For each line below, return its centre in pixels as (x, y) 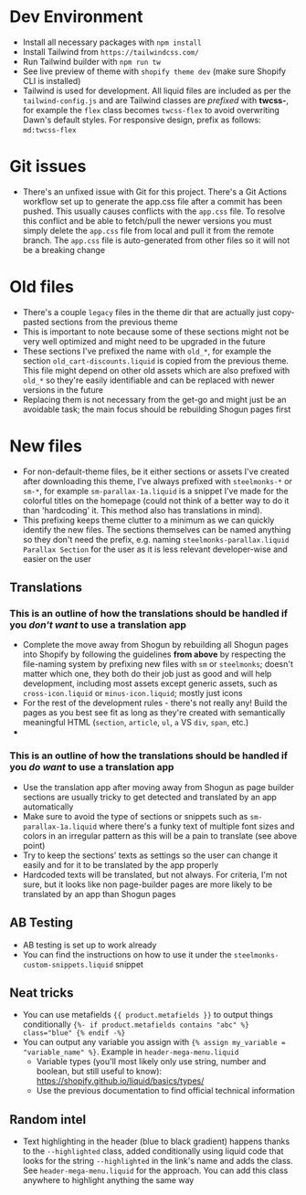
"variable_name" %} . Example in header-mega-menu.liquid (131, 1052)
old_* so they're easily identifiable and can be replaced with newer (148, 380)
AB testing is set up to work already (90, 945)
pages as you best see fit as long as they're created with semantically (154, 713)
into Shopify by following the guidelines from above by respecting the (154, 654)
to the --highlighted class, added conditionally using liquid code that (153, 1151)
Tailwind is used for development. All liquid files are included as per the (157, 90)
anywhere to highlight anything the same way (108, 1180)
